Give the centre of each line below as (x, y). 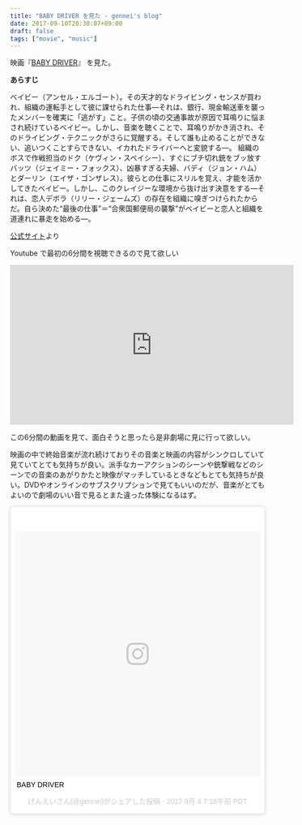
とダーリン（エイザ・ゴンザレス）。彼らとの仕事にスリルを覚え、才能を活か (136, 178)
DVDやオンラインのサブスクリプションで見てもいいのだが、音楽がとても (145, 485)
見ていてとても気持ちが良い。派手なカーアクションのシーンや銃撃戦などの (133, 465)
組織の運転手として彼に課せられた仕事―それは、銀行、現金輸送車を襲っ (145, 107)
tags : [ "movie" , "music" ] (53, 39)
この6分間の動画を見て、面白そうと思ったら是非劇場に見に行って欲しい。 (132, 437)
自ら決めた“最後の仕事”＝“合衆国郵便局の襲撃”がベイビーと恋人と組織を (144, 208)
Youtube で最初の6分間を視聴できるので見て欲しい (95, 253)
